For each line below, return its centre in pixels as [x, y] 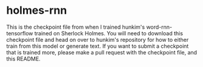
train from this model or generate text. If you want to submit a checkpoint [98, 46]
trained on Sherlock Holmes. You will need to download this [109, 33]
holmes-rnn [37, 10]
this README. [23, 59]
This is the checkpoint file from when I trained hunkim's [76, 27]
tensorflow [20, 33]
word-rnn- [159, 27]
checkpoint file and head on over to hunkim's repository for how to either [98, 39]
